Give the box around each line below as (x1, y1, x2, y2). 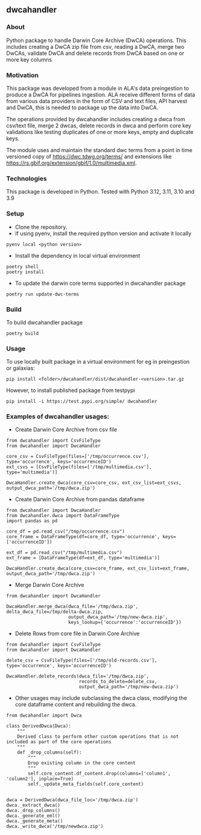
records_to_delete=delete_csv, (79, 679, 158, 685)
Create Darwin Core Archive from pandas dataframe (14, 496, 145, 503)
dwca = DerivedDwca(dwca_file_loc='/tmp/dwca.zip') (6, 797, 138, 803)
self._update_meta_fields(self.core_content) (28, 781, 144, 787)
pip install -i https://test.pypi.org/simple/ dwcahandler (6, 398, 158, 405)
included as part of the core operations (6, 739, 112, 745)
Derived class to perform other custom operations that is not (17, 734, 179, 740)
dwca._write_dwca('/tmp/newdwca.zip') (6, 824, 104, 830)
